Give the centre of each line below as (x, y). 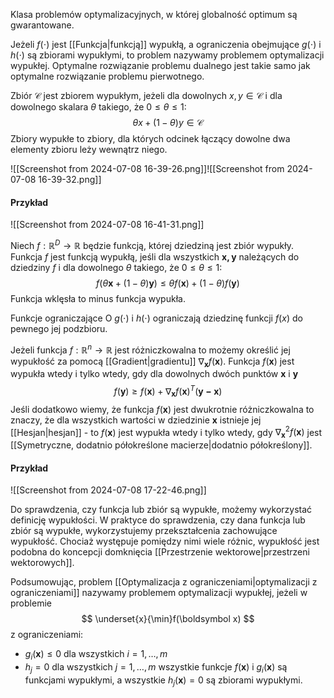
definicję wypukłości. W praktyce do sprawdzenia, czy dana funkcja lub (158, 520)
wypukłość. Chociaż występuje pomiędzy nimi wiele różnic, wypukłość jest (165, 541)
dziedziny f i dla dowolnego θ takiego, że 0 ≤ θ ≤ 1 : (116, 267)
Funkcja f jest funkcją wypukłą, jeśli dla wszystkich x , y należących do (155, 256)
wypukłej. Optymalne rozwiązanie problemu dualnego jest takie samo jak (160, 65)
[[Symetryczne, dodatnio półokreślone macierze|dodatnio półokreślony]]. (161, 445)
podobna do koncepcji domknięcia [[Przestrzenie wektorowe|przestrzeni (160, 552)
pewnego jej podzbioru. (59, 328)
